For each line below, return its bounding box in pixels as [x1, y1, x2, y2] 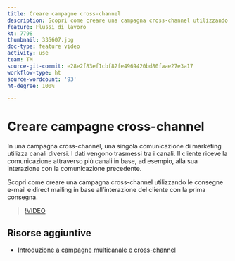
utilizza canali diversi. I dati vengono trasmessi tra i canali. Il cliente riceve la [7, 149, 228, 158]
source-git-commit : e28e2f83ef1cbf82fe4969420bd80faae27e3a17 [7, 63, 193, 70]
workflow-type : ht [7, 69, 61, 76]
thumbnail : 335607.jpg [7, 37, 74, 44]
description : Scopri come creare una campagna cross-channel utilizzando [7, 17, 229, 24]
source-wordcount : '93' [7, 75, 77, 83]
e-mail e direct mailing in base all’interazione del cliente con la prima [7, 186, 206, 194]
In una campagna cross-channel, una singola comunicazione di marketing [7, 142, 222, 151]
